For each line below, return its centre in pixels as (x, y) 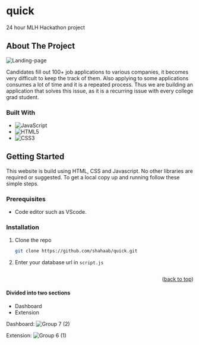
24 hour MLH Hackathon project (45, 27)
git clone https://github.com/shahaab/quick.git (76, 251)
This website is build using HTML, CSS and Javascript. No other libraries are (99, 171)
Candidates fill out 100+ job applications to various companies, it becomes (97, 72)
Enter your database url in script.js (59, 262)
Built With (21, 112)
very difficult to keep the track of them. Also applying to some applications (97, 78)
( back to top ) (178, 279)
